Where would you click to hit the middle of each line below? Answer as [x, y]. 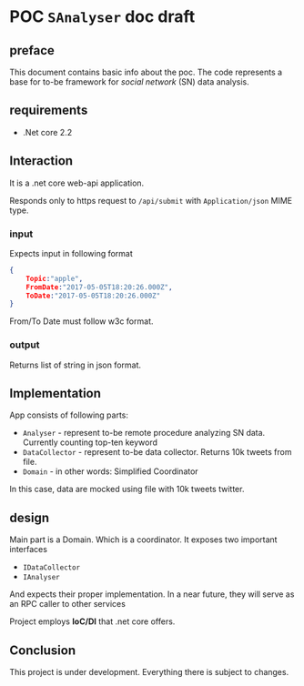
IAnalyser [41, 578]
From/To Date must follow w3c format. [81, 321]
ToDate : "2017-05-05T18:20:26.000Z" [93, 296]
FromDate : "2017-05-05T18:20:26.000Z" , [99, 287]
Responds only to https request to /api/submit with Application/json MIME [151, 200]
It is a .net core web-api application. [77, 183]
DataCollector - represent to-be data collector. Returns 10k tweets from [157, 452]
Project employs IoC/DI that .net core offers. [92, 621]
